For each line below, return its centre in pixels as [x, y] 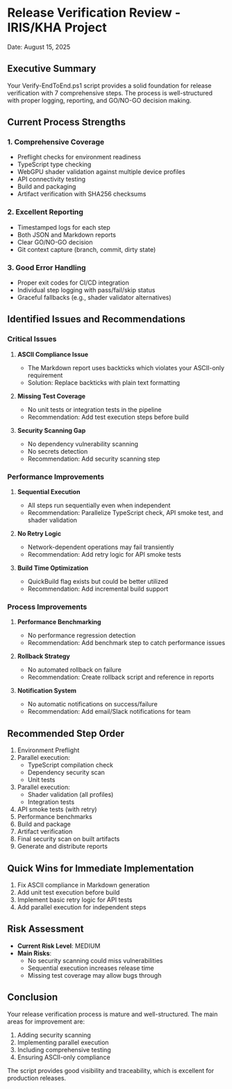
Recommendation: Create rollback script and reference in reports [121, 677]
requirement [45, 375]
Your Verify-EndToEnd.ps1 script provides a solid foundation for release [109, 86]
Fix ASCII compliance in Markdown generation [83, 884]
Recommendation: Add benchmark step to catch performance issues [126, 643]
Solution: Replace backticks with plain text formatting [104, 382]
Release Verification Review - [94, 13]
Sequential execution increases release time [91, 968]
